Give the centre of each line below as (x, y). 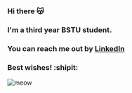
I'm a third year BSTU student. (60, 29)
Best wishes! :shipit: (43, 67)
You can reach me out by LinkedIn (66, 48)
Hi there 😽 (26, 11)
